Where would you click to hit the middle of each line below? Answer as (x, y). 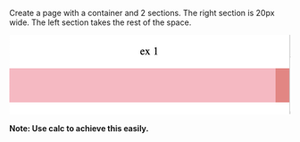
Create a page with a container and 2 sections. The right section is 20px (142, 13)
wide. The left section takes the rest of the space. (100, 22)
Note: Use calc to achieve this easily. (79, 128)
